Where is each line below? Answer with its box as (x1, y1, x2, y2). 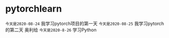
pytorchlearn (5, 3, 62, 15)
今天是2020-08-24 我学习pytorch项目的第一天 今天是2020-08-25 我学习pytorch (5, 20, 164, 26)
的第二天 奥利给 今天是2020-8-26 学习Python (5, 26, 97, 33)
